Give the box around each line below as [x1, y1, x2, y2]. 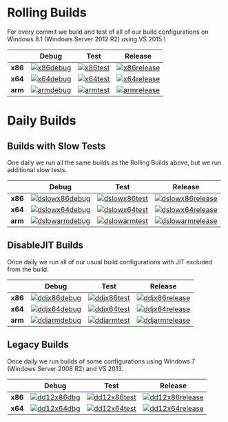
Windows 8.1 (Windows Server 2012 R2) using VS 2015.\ [7, 34, 167, 43]
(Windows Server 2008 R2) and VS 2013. [7, 364, 124, 372]
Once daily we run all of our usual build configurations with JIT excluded [7, 257, 213, 266]
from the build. [7, 265, 50, 273]
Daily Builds [7, 113, 76, 129]
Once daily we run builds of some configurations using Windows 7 [7, 357, 196, 366]
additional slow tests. [7, 165, 68, 173]
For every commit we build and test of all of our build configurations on [7, 28, 209, 36]
